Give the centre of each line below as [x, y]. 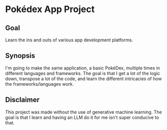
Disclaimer [22, 100]
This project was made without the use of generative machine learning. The [83, 112]
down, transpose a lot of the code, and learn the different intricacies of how [83, 79]
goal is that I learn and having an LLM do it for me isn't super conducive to [82, 117]
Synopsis [20, 56]
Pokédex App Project [50, 9]
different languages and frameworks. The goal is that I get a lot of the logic [83, 73]
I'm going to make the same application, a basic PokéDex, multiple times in [82, 68]
